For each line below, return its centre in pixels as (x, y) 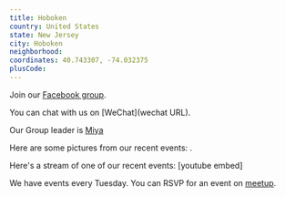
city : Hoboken (36, 43)
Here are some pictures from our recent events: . (101, 148)
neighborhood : (36, 52)
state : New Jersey (44, 35)
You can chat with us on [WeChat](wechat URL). (100, 112)
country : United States (55, 26)
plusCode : (28, 69)
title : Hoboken (38, 18)
